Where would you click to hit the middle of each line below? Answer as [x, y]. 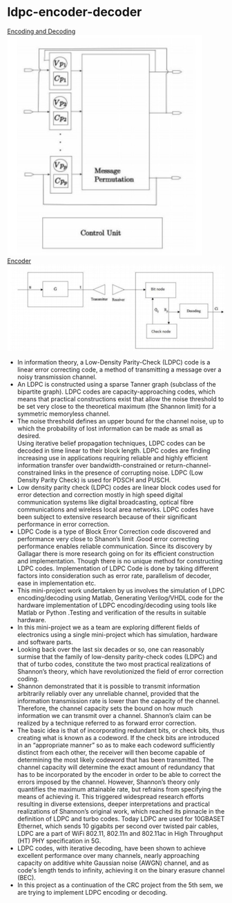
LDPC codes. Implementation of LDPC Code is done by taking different [118, 568]
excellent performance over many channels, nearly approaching [108, 856]
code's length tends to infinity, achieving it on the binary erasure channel [121, 870]
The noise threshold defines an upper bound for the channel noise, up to [120, 421]
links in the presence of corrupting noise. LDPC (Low [128, 473]
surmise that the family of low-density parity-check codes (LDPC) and [117, 657]
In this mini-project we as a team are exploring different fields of [108, 627]
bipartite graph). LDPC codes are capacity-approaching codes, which [116, 392]
